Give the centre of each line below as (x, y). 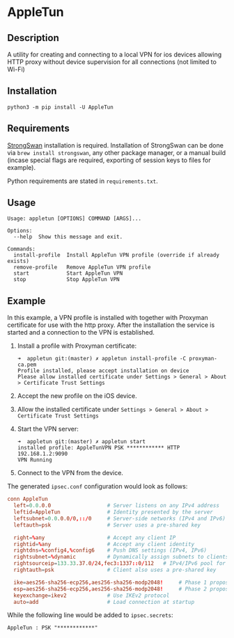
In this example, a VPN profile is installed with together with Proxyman (108, 318)
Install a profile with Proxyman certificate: (77, 346)
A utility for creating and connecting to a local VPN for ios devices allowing (115, 54)
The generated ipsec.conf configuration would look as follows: (97, 486)
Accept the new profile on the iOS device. (77, 396)
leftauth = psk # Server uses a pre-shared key (107, 525)
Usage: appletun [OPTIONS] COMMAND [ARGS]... (74, 219)
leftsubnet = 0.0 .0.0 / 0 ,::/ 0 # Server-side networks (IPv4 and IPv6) (120, 518)
